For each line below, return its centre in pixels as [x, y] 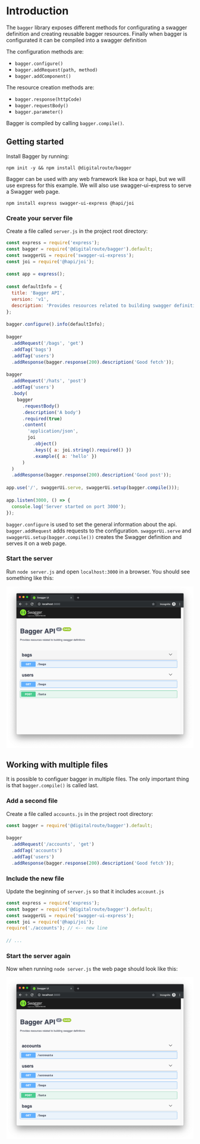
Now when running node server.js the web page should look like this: [92, 969]
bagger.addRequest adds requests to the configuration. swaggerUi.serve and [99, 531]
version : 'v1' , [30, 299]
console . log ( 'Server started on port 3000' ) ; [69, 506]
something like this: [30, 578]
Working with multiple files [57, 764]
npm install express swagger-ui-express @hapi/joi [70, 203]
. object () [45, 444]
